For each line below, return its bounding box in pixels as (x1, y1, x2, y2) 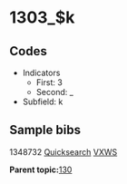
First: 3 (35, 77, 63, 88)
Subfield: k (22, 96, 63, 107)
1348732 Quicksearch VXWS (9, 146, 118, 157)
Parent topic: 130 (9, 164, 73, 175)
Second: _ (35, 87, 74, 97)
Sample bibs (9, 122, 82, 138)
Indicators (22, 67, 61, 78)
